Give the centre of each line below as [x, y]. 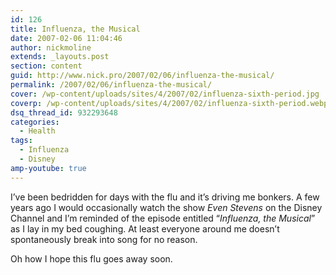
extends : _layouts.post [60, 57]
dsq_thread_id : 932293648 [64, 112]
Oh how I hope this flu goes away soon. [91, 258]
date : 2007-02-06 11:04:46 [66, 38]
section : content [46, 66]
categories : [35, 122]
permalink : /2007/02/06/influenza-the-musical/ [111, 85]
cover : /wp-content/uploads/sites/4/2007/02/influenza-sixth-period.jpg [165, 94]
